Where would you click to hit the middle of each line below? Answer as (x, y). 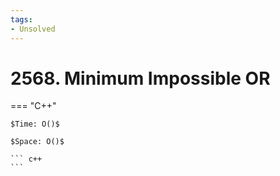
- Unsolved (33, 29)
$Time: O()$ (35, 124)
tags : (21, 19)
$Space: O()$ (37, 142)
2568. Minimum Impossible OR (140, 78)
